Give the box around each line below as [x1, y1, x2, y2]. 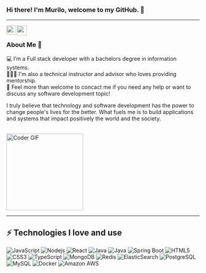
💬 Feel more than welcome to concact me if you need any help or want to [6, 83, 191, 91]
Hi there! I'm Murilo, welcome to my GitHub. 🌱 [6, 6, 145, 14]
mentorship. [6, 77, 37, 84]
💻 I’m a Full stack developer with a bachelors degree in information [6, 55, 177, 62]
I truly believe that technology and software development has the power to [6, 101, 194, 109]
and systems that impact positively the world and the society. [6, 115, 161, 122]
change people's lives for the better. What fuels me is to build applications [6, 108, 194, 115]
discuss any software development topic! [6, 90, 110, 97]
